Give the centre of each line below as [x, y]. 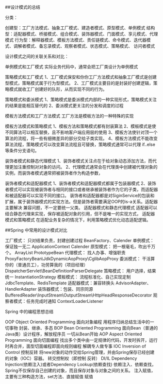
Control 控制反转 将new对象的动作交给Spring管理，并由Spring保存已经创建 [80, 352]
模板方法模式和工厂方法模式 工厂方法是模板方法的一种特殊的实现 [69, 116]
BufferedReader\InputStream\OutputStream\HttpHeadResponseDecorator [79, 295]
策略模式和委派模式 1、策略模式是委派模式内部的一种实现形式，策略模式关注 [81, 99]
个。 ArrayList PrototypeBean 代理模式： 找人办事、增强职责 [65, 253]
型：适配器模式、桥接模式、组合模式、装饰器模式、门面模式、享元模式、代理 [81, 34]
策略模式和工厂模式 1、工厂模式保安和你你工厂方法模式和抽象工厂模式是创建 [81, 77]
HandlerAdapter [21, 289]
